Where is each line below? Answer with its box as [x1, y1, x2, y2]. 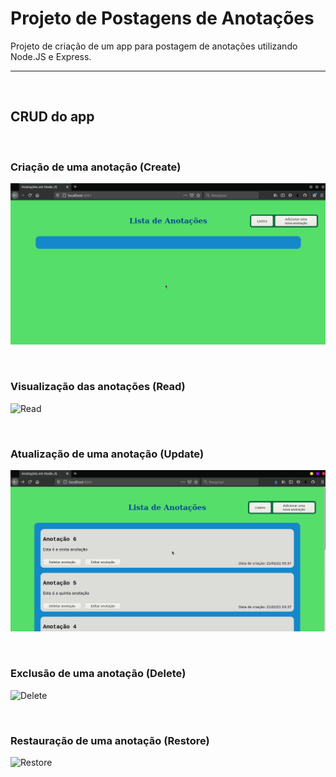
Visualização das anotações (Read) [10, 380, 186, 394]
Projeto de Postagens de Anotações [10, 7, 315, 30]
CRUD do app [10, 108, 95, 126]
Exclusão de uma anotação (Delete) [10, 667, 187, 681]
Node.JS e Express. [10, 50, 92, 62]
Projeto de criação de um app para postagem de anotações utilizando [10, 40, 298, 52]
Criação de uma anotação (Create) [10, 160, 182, 174]
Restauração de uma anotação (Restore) [10, 733, 210, 747]
